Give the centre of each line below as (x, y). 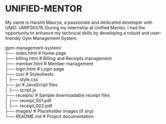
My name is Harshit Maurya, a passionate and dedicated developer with (79, 22)
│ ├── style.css (22, 79)
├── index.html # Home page (36, 53)
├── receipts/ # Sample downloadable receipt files (58, 95)
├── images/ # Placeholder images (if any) (49, 111)
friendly (13, 38)
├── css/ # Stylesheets (29, 74)
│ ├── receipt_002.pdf (29, 106)
